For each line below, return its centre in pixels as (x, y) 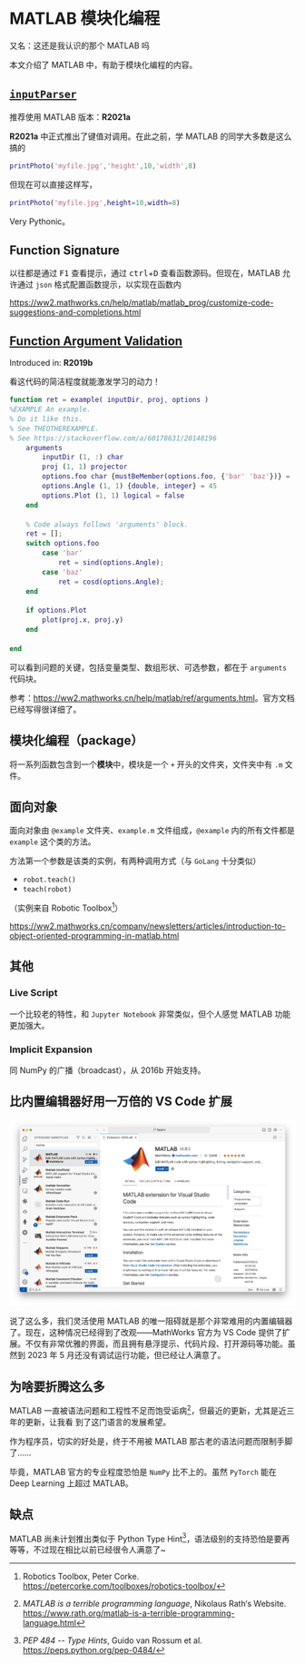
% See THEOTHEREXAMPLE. (54, 428)
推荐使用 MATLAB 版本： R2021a (70, 117)
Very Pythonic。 (40, 221)
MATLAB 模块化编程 (85, 19)
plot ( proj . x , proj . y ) (83, 620)
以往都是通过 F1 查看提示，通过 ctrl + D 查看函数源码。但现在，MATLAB (145, 273)
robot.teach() (49, 880)
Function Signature (64, 250)
